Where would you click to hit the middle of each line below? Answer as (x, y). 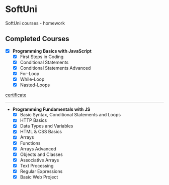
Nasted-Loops (35, 85)
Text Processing (37, 165)
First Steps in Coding (42, 57)
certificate (16, 95)
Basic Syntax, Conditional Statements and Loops (70, 115)
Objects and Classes (41, 154)
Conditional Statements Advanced (55, 68)
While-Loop (32, 79)
